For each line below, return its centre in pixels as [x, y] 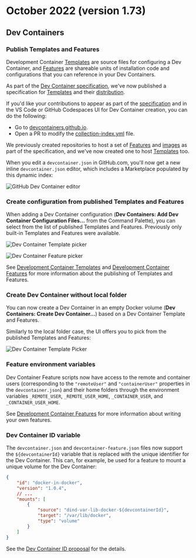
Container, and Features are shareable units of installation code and [88, 68]
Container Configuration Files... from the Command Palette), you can [91, 221]
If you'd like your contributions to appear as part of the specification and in [97, 103]
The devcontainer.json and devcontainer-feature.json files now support [94, 448]
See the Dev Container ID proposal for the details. [66, 549]
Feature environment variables [51, 364]
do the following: [26, 116]
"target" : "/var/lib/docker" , [74, 516]
